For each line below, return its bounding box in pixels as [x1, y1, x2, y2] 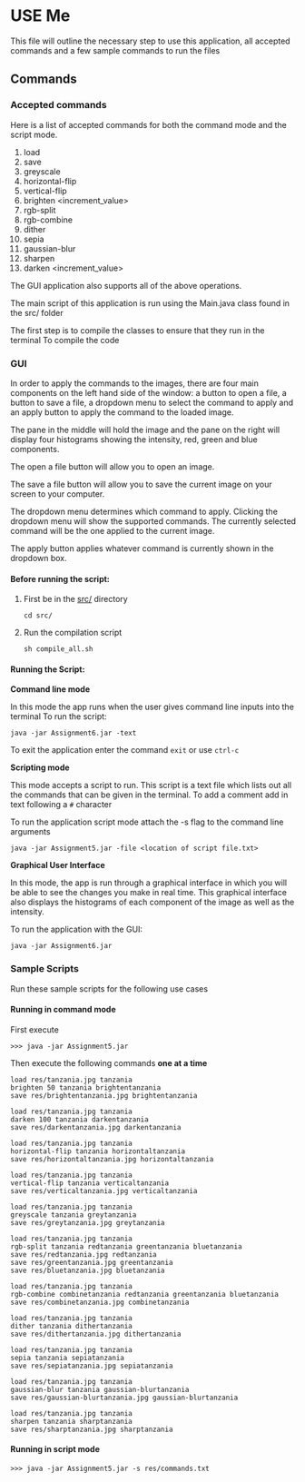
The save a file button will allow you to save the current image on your [10, 479, 273, 489]
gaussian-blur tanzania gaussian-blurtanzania [10, 1385, 190, 1394]
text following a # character [10, 799, 113, 810]
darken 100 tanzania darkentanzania [10, 1114, 149, 1124]
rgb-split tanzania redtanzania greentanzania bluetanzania [10, 1241, 243, 1251]
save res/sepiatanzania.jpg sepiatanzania [10, 1361, 173, 1370]
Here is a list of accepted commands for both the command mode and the [10, 119, 287, 130]
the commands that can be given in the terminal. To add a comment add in [10, 789, 289, 800]
